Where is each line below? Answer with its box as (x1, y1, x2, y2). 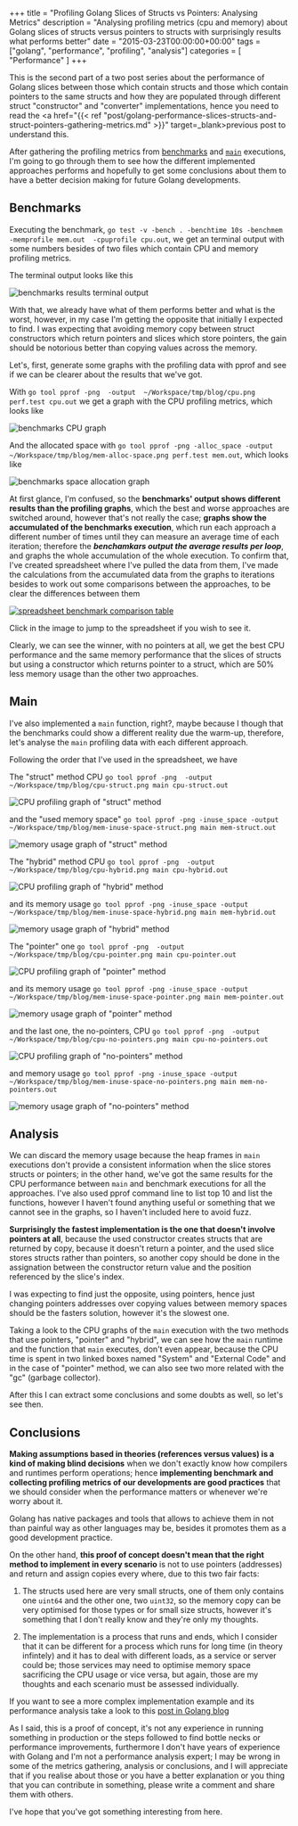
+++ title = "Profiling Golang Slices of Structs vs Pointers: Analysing (9, 8, 258, 18)
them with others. (9, 1789, 74, 1800)
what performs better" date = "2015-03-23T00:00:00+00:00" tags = (9, 36, 261, 46)
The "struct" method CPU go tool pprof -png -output (9, 771, 213, 782)
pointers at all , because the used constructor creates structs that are (9, 1234, 263, 1245)
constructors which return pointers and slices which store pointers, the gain (9, 333, 287, 343)
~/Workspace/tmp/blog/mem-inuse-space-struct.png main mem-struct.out (9, 823, 277, 832)
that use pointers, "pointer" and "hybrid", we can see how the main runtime (9, 1335, 283, 1345)
